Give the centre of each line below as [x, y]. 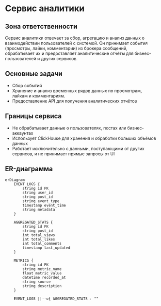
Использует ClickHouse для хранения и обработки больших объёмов [84, 138]
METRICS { [24, 261]
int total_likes [39, 240]
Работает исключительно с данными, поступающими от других [78, 148]
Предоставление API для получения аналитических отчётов [74, 101]
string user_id [38, 193]
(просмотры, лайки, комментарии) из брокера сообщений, [66, 48]
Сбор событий [27, 85]
